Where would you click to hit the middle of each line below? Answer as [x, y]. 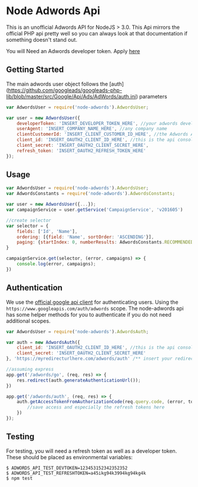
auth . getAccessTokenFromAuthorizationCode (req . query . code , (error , [101, 402]
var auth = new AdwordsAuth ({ [43, 342]
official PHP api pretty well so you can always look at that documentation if [97, 33]
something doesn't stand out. [42, 40]
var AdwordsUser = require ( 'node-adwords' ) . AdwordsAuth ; [77, 331]
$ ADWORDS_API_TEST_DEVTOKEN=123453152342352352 [67, 468]
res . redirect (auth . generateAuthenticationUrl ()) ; [79, 380]
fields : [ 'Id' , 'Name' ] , [47, 231]
